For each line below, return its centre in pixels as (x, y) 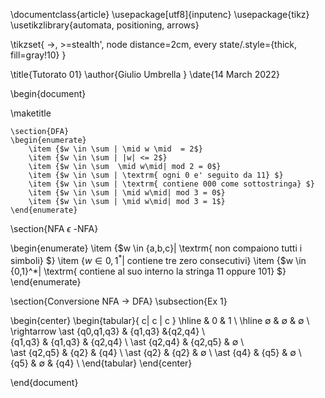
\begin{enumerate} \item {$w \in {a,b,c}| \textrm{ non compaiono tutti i (156, 248)
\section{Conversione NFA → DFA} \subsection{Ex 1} (119, 301)
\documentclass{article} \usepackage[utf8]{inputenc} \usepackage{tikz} (160, 14)
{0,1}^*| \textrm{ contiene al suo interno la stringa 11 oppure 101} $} (148, 271)
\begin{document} (48, 93)
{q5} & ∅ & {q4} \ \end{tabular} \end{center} (101, 363)
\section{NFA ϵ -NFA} (54, 228)
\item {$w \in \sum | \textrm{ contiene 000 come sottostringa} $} (171, 184)
